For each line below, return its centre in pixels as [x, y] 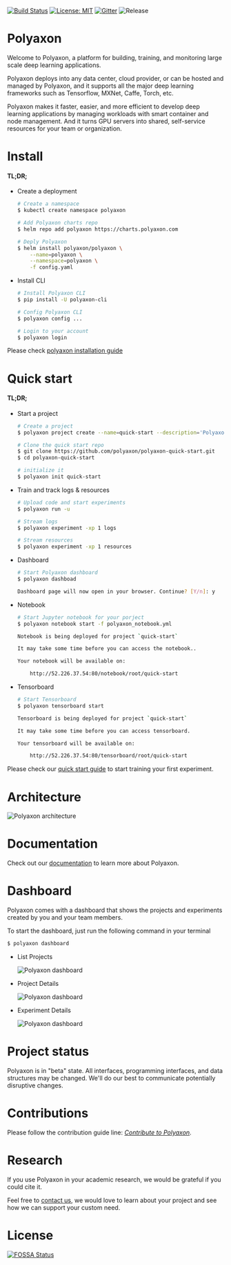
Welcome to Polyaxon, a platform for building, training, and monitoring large [115, 57]
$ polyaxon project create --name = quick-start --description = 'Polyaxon [122, 432]
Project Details [38, 984]
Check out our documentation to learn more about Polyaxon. [93, 863]
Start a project [38, 413]
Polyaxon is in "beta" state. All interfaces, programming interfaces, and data [115, 1070]
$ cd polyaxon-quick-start [56, 458]
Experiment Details [44, 1010]
